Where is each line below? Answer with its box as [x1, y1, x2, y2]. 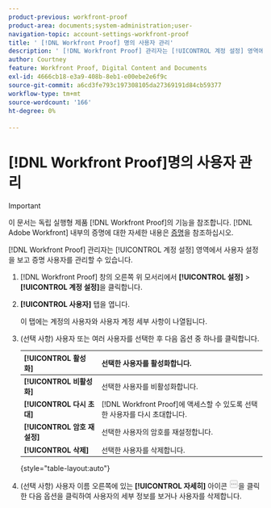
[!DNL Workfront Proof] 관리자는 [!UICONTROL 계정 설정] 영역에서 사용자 [8, 245, 244, 254]
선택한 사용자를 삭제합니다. [101, 445, 186, 455]
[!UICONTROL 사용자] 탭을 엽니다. [19, 300, 131, 309]
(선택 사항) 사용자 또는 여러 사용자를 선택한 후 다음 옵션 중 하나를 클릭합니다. [19, 334, 260, 343]
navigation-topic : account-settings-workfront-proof [8, 30, 190, 38]
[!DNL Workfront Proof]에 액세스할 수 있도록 [101, 400, 244, 409]
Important [8, 201, 41, 211]
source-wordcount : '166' [8, 98, 92, 107]
